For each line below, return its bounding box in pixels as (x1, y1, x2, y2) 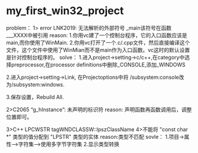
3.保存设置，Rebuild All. (6, 93, 64, 101)
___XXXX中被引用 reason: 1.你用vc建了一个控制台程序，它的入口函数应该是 (6, 31, 187, 39)
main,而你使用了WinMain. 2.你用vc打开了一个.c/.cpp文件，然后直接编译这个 (6, 39, 190, 46)
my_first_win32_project (6, 4, 124, 18)
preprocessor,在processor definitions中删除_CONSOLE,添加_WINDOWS (11, 61, 186, 68)
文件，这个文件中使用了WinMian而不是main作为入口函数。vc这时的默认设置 (6, 46, 190, 54)
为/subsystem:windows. (6, 81, 65, 88)
